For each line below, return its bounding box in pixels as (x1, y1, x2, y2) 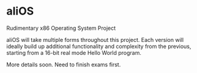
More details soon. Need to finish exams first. (6, 61, 121, 68)
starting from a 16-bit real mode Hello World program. (6, 49, 142, 56)
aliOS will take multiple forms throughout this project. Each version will (6, 36, 184, 43)
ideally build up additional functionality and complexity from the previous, (6, 43, 191, 50)
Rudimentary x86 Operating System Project (6, 24, 116, 32)
